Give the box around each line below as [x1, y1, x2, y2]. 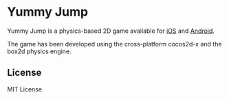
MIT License [7, 85, 43, 93]
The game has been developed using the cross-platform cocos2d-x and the [7, 40, 222, 48]
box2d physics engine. [7, 47, 72, 55]
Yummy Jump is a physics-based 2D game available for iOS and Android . [7, 27, 215, 35]
